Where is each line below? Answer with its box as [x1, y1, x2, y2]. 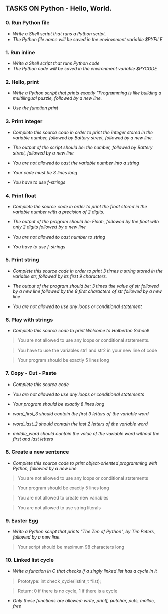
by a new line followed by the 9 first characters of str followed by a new [12, 288, 162, 294]
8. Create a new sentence [5, 448, 69, 455]
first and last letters [12, 436, 54, 442]
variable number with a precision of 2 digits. [12, 209, 105, 215]
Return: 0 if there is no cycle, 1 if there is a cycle [17, 588, 118, 594]
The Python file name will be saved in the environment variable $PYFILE [12, 36, 163, 42]
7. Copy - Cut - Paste [5, 370, 57, 377]
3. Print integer [5, 118, 43, 125]
